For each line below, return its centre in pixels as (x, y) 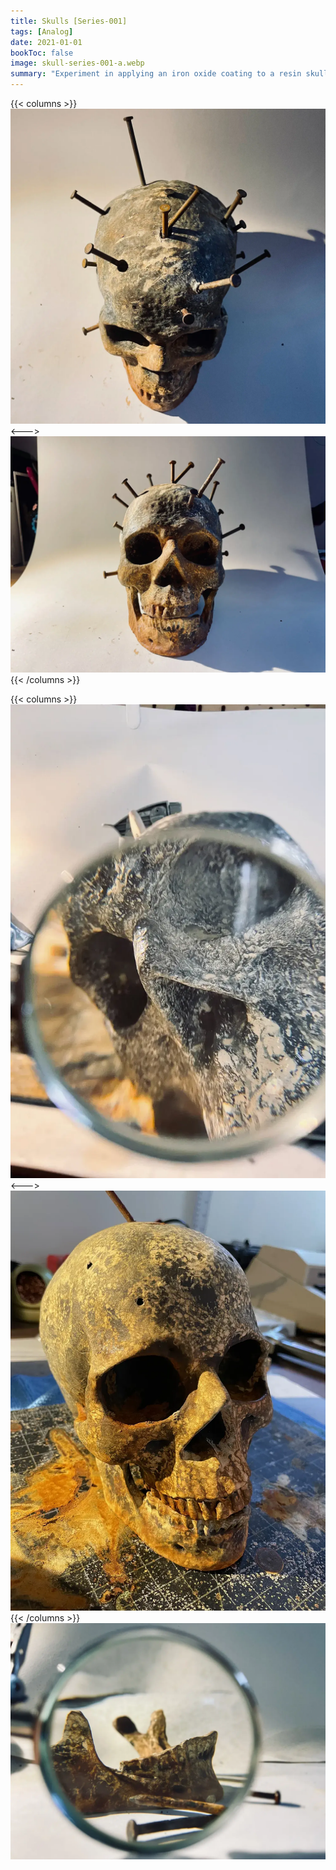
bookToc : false (42, 53)
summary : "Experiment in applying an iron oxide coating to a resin (156, 74)
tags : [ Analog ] (42, 31)
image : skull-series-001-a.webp (77, 63)
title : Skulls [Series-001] (69, 21)
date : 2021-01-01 (46, 42)
